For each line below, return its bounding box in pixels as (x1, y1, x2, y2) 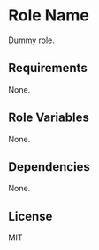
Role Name (8, 5, 89, 26)
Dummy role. (8, 35, 55, 45)
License (8, 208, 53, 223)
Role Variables (8, 110, 89, 125)
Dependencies (8, 159, 90, 174)
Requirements (8, 60, 88, 76)
